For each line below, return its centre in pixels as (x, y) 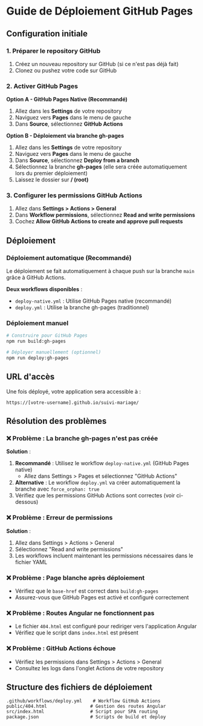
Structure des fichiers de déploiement (79, 687)
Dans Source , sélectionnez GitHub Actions (69, 124)
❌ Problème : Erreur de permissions (60, 518)
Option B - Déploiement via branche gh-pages (65, 136)
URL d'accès (31, 377)
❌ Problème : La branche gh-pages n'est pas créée (82, 439)
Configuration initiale (47, 34)
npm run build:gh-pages (36, 341)
